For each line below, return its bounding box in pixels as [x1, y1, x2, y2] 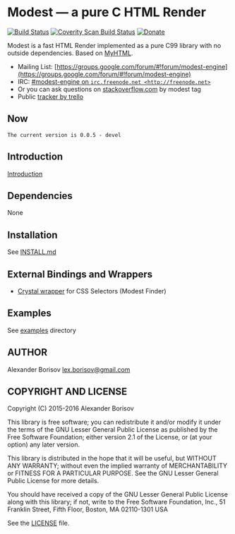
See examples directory [7, 326, 76, 334]
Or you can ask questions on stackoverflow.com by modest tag [17, 85, 201, 93]
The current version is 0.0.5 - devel [7, 131, 121, 138]
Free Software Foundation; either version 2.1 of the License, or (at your [7, 433, 212, 442]
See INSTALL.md [7, 248, 56, 256]
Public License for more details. [7, 477, 100, 485]
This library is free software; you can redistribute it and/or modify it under [7, 418, 222, 427]
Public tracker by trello [17, 92, 83, 101]
